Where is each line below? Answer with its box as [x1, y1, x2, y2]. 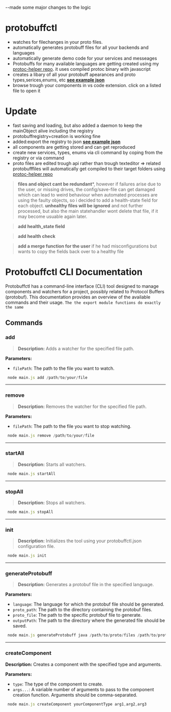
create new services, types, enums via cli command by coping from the [12, 149, 163, 155]
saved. [12, 623, 27, 629]
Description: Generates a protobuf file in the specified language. [17, 582, 154, 588]
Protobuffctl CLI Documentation [5, 266, 142, 278]
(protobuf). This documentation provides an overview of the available [5, 294, 151, 300]
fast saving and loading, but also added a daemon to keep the [12, 122, 142, 128]
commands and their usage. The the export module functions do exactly [5, 299, 161, 305]
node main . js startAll [7, 471, 56, 476]
